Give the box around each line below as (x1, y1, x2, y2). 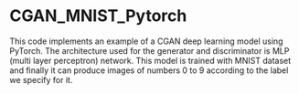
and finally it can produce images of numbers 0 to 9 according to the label (9, 65, 289, 76)
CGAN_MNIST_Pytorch (9, 5, 187, 26)
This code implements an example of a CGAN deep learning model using (9, 36, 283, 47)
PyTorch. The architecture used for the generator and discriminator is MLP (9, 45, 290, 56)
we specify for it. (9, 74, 73, 85)
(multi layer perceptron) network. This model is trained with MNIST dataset (9, 55, 292, 66)
